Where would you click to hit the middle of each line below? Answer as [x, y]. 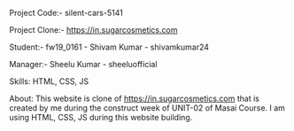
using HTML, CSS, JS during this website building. [101, 117]
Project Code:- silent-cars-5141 [66, 13]
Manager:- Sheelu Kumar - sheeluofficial [83, 64]
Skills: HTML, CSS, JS [49, 81]
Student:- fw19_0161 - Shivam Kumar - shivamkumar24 [109, 47]
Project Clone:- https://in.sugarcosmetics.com [93, 30]
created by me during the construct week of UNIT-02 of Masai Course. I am [147, 108]
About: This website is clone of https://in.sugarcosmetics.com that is [134, 98]
